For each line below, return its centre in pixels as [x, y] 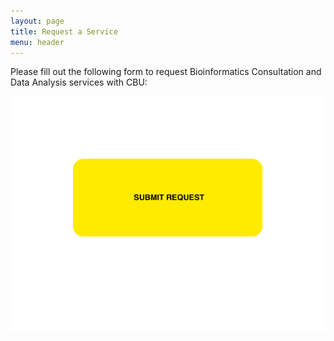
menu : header [37, 42]
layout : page [37, 21]
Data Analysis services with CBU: [79, 82]
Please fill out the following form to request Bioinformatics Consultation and [166, 72]
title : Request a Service [64, 31]
